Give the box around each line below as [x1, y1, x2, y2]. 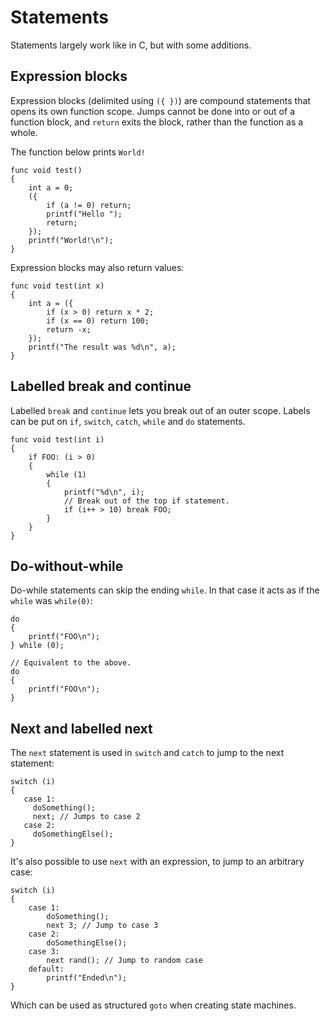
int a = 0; [28, 182, 74, 193]
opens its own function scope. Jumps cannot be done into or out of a [10, 105, 295, 117]
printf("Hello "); [46, 209, 123, 219]
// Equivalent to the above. [10, 658, 132, 668]
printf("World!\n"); [28, 235, 114, 245]
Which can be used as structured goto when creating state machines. [10, 999, 297, 1011]
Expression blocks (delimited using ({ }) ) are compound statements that [10, 94, 311, 106]
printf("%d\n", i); [63, 487, 145, 497]
